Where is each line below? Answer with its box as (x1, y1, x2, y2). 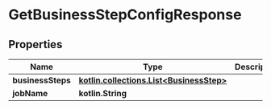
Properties (8, 38, 63, 51)
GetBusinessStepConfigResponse (8, 6, 242, 24)
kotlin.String (78, 88, 127, 99)
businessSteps (12, 75, 71, 86)
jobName (12, 88, 48, 99)
